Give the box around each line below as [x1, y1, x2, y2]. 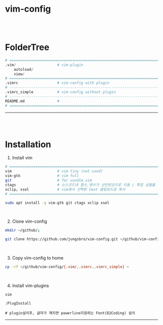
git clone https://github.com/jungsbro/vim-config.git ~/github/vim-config [5, 237, 162, 242]
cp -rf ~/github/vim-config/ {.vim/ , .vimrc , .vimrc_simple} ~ [5, 265, 130, 269]
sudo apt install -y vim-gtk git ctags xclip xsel [5, 200, 110, 205]
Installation [5, 139, 51, 150]
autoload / [14, 67, 34, 72]
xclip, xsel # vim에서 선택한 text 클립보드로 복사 [5, 187, 126, 192]
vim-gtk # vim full [5, 173, 79, 178]
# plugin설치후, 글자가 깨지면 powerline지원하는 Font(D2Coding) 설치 [5, 310, 135, 315]
